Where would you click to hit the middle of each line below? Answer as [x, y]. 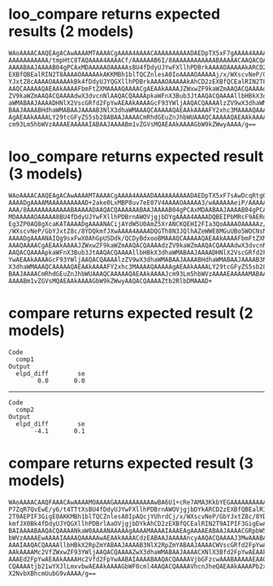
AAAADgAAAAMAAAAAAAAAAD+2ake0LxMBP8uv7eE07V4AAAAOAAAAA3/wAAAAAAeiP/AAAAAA [139, 203]
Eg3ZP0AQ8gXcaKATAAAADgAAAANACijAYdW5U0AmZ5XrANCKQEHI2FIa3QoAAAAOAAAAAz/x [139, 224]
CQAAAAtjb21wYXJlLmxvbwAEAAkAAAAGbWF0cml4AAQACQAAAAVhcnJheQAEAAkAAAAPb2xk [139, 566]
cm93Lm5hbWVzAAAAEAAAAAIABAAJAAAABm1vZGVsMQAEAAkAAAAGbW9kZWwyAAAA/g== [132, 124]
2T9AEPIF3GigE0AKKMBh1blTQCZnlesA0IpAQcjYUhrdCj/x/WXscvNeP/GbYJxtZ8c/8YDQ [139, 516]
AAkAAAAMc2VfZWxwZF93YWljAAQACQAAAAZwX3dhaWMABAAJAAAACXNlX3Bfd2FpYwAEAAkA [139, 552]
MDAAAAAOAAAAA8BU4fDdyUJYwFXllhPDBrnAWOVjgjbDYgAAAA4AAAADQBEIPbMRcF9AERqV [139, 216]
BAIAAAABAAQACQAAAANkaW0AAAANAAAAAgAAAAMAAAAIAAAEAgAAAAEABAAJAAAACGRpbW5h [139, 531]
